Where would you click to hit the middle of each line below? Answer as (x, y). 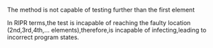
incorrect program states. (43, 37)
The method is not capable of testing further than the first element (101, 10)
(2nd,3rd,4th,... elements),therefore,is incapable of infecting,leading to (107, 30)
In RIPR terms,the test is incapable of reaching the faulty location (99, 23)
